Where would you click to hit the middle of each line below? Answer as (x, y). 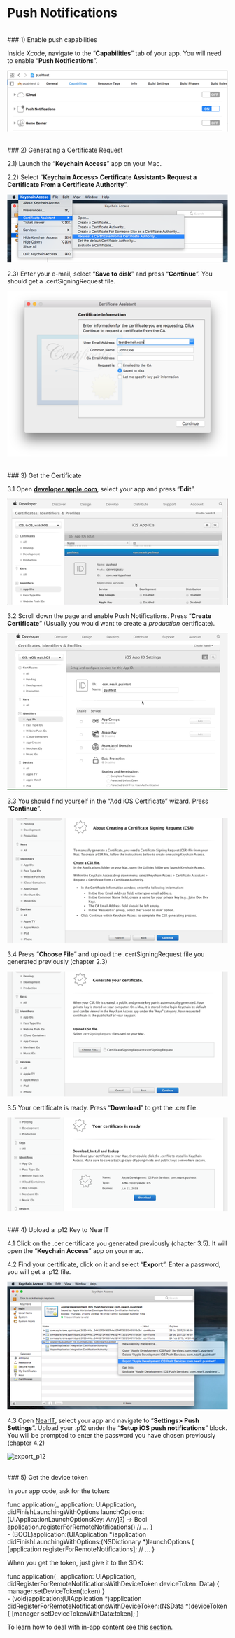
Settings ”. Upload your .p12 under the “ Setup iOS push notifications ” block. (117, 1428)
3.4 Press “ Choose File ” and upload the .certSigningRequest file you (106, 954)
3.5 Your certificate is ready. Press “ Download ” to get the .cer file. (102, 1107)
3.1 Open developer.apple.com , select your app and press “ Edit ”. (101, 489)
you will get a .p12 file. (39, 1272)
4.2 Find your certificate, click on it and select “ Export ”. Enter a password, (114, 1264)
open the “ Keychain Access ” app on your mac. (76, 1251)
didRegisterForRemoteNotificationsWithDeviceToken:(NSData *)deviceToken (117, 1606)
